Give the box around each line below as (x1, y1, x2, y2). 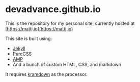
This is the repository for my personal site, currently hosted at (5, 20, 135, 26)
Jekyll (12, 45, 25, 51)
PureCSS (12, 51, 32, 57)
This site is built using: (5, 35, 52, 42)
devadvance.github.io (5, 4, 101, 15)
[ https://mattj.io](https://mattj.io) (5, 25, 73, 31)
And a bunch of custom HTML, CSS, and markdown (12, 61, 121, 67)
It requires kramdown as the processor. (5, 71, 88, 77)
